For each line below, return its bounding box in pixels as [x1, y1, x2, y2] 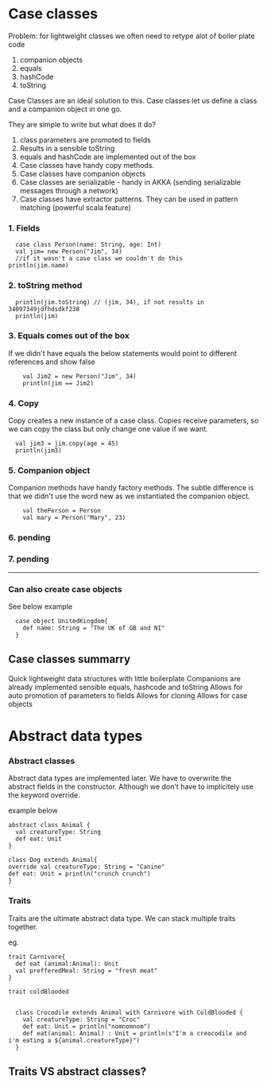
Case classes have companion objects [19, 169, 146, 178]
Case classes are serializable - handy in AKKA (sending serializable [19, 177, 241, 187]
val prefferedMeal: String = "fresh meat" [15, 966, 158, 975]
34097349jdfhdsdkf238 [8, 305, 80, 313]
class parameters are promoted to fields [19, 135, 151, 144]
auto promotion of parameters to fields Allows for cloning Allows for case [8, 690, 248, 700]
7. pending [8, 554, 49, 565]
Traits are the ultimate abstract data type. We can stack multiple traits [8, 913, 236, 923]
